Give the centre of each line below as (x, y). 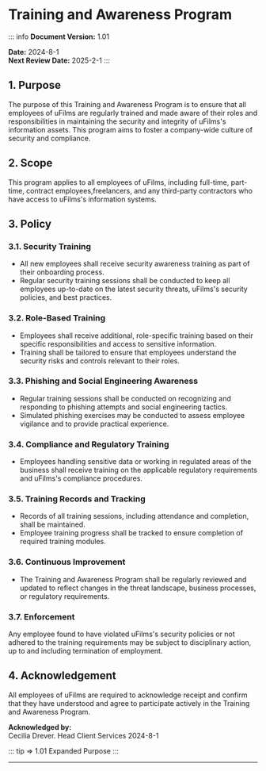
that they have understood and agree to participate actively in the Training (129, 703)
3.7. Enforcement (42, 616)
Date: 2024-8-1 (34, 52)
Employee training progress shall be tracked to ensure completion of (131, 533)
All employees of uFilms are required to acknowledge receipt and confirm (128, 695)
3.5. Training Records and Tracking (77, 499)
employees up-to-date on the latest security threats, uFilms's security (133, 289)
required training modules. (63, 542)
